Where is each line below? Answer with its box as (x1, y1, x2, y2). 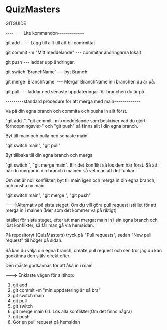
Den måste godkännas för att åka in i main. (5, 262, 94, 268)
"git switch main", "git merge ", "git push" (5, 192, 91, 198)
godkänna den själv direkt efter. (5, 253, 71, 259)
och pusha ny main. (5, 182, 46, 188)
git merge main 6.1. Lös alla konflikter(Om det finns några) (12, 308, 132, 314)
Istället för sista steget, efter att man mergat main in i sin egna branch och (5, 217, 158, 223)
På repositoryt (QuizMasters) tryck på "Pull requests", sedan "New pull (5, 232, 152, 238)
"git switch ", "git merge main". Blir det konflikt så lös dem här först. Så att (5, 162, 158, 168)
